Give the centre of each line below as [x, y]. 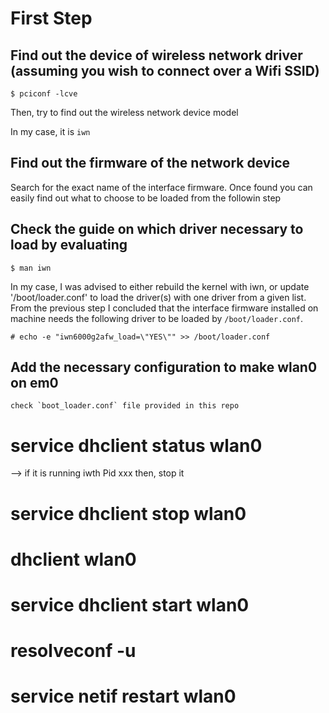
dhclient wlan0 [73, 559]
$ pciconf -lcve [44, 94]
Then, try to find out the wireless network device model [124, 112]
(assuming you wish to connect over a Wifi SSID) [165, 70]
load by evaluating [69, 245]
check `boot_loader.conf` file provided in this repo [125, 406]
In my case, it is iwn [50, 131]
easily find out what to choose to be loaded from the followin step [146, 198]
